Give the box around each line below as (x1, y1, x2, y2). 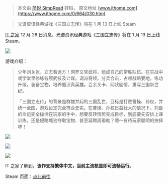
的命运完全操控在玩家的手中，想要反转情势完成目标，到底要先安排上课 (17, 111, 163, 117)
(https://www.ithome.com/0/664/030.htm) (17, 11, 106, 17)
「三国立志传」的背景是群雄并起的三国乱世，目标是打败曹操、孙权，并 (17, 98, 163, 104)
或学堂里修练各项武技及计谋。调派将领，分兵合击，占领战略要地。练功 (17, 75, 163, 81)
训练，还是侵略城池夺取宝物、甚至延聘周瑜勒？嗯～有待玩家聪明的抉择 (17, 117, 163, 123)
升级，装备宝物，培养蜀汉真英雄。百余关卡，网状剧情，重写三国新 (17, 82, 154, 87)
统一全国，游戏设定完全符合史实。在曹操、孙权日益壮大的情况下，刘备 (17, 105, 163, 110)
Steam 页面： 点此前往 (5, 173, 51, 179)
